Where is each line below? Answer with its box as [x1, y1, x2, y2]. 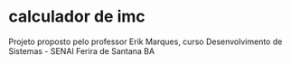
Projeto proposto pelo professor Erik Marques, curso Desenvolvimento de [8, 36, 283, 47]
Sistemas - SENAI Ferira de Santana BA [8, 45, 155, 56]
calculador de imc [8, 6, 145, 27]
